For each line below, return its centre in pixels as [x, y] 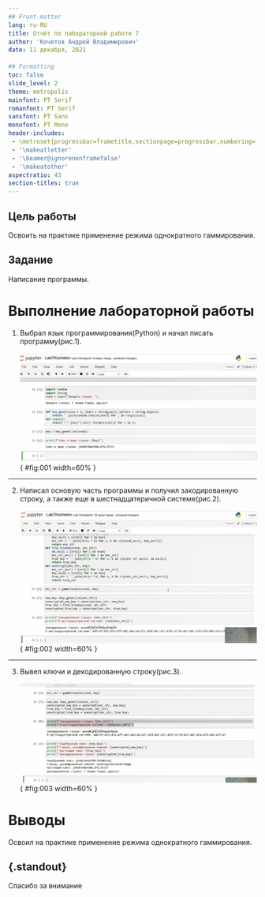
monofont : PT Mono [38, 125]
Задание [31, 260]
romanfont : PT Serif [42, 108]
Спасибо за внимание [45, 886]
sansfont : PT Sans [38, 117]
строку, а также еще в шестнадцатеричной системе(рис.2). [120, 498]
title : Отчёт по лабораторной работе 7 [74, 33]
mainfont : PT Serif [40, 100]
